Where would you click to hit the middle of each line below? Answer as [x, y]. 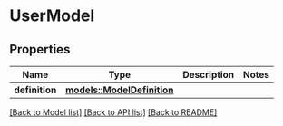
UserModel [52, 16]
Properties [40, 49]
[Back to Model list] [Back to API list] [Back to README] [113, 112]
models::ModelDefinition [119, 90]
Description [208, 75]
